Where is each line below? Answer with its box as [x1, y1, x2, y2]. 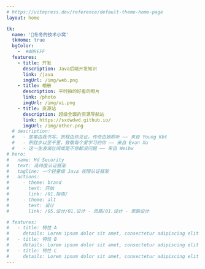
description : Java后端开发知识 [22, 66, 98, 72]
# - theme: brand [6, 180, 62, 186]
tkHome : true [12, 37, 45, 44]
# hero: [6, 151, 26, 157]
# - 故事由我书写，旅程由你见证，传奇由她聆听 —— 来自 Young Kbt [12, 134, 168, 140]
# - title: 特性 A [6, 225, 57, 231]
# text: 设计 [6, 202, 55, 208]
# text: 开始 [6, 185, 55, 192]
